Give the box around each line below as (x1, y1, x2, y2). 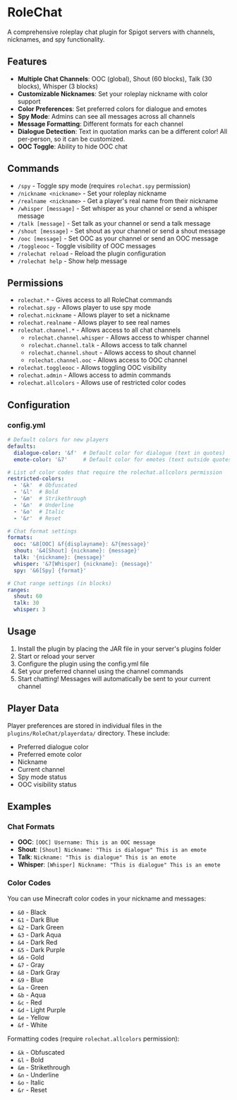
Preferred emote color (17, 750, 83, 758)
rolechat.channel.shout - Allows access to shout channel (28, 348, 196, 357)
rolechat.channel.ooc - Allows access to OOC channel (28, 356, 188, 364)
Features (7, 56, 47, 68)
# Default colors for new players (7, 436, 109, 444)
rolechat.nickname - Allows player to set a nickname (17, 311, 171, 319)
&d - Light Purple (17, 1005, 66, 1014)
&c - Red (17, 998, 42, 1007)
